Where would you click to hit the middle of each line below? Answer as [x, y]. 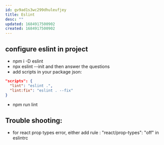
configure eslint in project [47, 49]
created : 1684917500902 [30, 29]
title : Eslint [20, 15]
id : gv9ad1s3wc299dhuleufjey [36, 10]
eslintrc [20, 138]
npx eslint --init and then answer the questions [61, 66]
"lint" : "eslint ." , [31, 86]
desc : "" [14, 19]
